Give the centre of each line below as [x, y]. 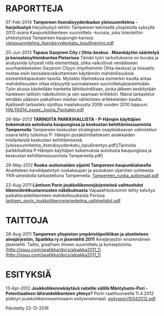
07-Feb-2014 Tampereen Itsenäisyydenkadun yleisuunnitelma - [71, 22]
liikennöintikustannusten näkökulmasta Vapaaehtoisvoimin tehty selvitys [81, 190]
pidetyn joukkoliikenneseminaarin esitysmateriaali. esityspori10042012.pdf [81, 298]
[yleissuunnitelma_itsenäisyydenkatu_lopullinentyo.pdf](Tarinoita [71, 145]
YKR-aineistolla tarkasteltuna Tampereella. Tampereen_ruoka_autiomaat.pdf [82, 175]
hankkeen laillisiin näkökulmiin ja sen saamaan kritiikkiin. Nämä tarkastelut [80, 94]
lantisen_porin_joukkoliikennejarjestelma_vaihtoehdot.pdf [63, 200]
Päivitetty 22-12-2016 [27, 308]
